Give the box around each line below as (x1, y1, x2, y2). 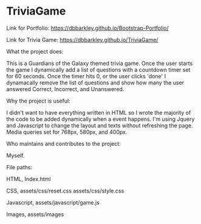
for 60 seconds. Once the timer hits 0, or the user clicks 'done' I (6, 72, 166, 80)
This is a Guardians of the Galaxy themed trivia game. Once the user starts (6, 59, 193, 67)
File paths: (6, 163, 32, 171)
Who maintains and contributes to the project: (6, 140, 121, 147)
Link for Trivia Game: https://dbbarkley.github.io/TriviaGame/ (6, 36, 158, 43)
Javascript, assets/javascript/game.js (6, 199, 100, 206)
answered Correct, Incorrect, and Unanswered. (6, 85, 124, 92)
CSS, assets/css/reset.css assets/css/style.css (6, 187, 124, 194)
